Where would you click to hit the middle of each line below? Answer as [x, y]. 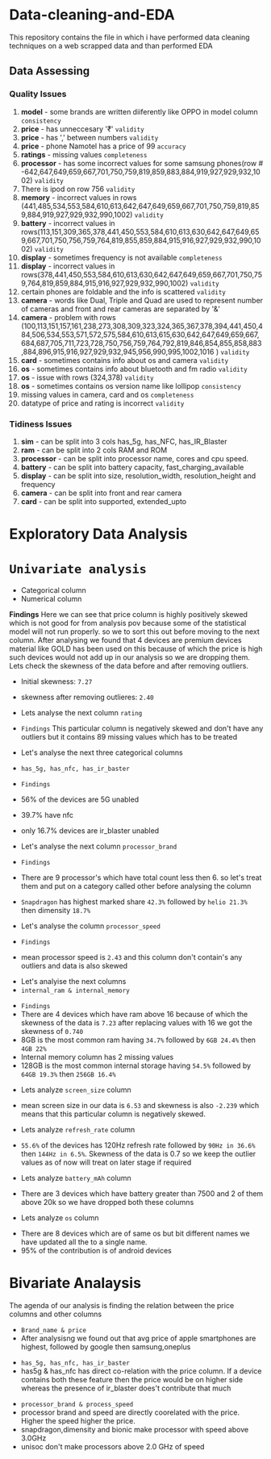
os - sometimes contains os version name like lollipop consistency [131, 386]
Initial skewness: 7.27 [56, 682]
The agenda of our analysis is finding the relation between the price [122, 1305]
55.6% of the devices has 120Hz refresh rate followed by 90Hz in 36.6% [138, 1145]
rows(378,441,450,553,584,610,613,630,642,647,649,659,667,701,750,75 [142, 274]
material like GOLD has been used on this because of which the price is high [136, 649]
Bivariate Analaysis [75, 1283]
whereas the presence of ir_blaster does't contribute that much [126, 1388]
